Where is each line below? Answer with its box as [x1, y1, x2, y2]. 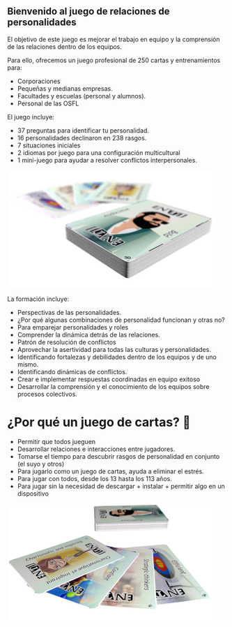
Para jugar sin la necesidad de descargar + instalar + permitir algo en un [17, 482, 225, 490]
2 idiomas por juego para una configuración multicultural [17, 148, 180, 156]
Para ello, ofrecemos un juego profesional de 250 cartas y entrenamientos [7, 56, 221, 64]
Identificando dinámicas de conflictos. [17, 367, 127, 376]
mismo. [17, 360, 39, 369]
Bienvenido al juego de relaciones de [7, 6, 170, 17]
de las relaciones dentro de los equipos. [7, 42, 122, 51]
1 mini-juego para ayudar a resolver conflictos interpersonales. [17, 156, 197, 164]
